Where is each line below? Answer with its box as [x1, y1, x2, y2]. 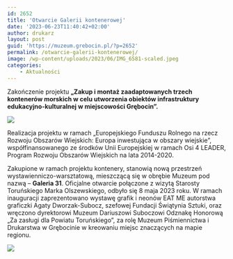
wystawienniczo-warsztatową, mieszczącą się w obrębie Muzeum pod [7, 172, 210, 180]
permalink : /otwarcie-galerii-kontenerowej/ [7, 49, 138, 56]
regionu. [7, 231, 31, 239]
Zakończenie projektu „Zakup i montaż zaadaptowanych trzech [7, 87, 193, 96]
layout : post [7, 36, 45, 43]
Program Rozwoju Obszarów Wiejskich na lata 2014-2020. [7, 151, 174, 159]
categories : [7, 62, 42, 69]
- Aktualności [19, 68, 61, 75]
